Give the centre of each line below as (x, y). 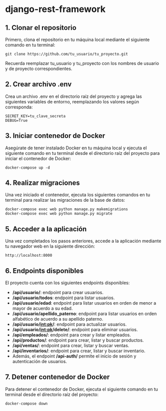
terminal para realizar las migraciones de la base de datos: (65, 200)
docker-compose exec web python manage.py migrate (59, 214)
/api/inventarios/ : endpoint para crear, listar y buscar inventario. (79, 351)
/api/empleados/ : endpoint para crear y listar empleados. (72, 335)
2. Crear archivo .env (38, 84)
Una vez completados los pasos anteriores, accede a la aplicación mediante (83, 241)
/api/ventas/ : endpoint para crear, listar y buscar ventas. (71, 346)
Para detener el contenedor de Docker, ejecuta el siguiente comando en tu (82, 389)
